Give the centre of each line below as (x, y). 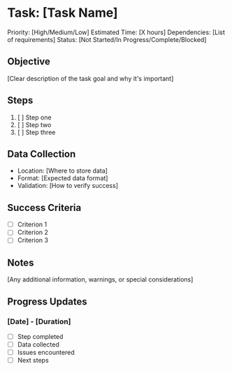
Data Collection (42, 154)
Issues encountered (46, 352)
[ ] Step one (34, 117)
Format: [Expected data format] (63, 178)
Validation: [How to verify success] (68, 186)
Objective (29, 62)
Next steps (33, 361)
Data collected (38, 344)
